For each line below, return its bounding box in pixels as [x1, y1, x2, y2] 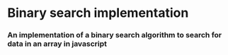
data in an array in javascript [7, 39, 108, 49]
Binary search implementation [7, 5, 189, 21]
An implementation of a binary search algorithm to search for [7, 30, 222, 40]
